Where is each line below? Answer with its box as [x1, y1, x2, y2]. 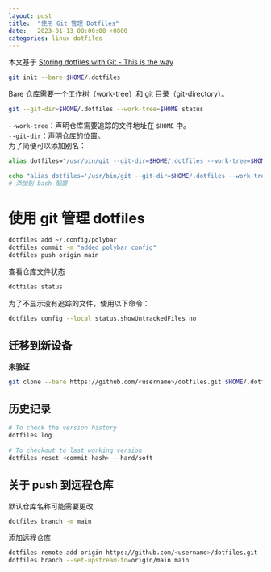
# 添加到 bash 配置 [8, 179, 68, 188]
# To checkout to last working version [8, 446, 143, 454]
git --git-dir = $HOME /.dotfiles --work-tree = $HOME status [8, 106, 204, 114]
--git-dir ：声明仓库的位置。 [8, 131, 105, 140]
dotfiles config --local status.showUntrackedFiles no [8, 314, 197, 322]
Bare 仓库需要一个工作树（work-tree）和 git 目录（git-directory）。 [8, 89, 229, 99]
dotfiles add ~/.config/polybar [8, 236, 117, 244]
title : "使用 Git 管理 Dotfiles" [8, 19, 119, 27]
